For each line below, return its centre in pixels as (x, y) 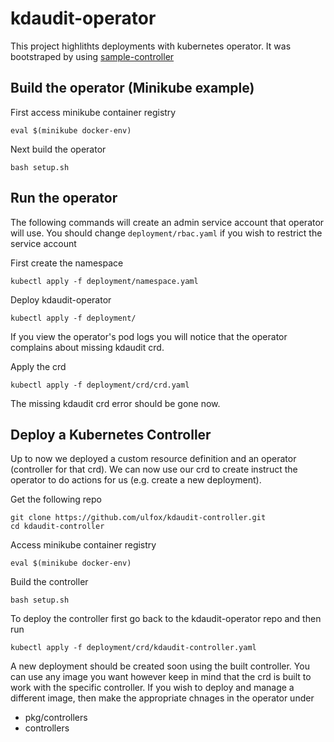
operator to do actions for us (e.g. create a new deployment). (136, 480)
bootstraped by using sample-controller (92, 56)
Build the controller (49, 582)
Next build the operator (58, 149)
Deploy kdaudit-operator (61, 299)
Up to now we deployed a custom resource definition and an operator (153, 459)
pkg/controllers (56, 718)
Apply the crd (38, 366)
